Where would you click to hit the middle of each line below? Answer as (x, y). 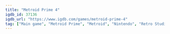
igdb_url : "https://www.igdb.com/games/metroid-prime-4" (67, 19)
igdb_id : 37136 (21, 14)
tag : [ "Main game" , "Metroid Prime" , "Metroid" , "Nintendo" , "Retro (79, 24)
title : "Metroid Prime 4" (32, 10)
